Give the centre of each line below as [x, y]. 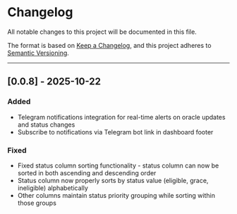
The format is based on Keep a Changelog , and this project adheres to [109, 45]
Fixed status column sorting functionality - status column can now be [118, 165]
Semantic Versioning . [38, 53]
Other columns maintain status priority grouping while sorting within [116, 195]
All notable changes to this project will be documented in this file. [102, 32]
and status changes [46, 125]
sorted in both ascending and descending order [87, 172]
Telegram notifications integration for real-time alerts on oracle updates [121, 117]
